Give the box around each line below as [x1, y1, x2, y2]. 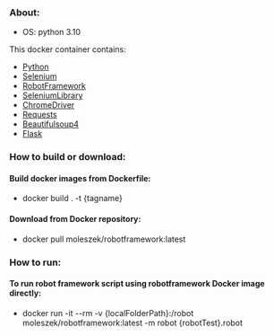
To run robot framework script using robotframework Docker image [9, 279, 266, 289]
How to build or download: [9, 151, 126, 164]
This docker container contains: [9, 44, 127, 55]
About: [9, 6, 40, 19]
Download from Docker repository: [9, 214, 141, 225]
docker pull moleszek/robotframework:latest [21, 234, 186, 244]
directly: [9, 287, 42, 298]
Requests [21, 110, 57, 120]
